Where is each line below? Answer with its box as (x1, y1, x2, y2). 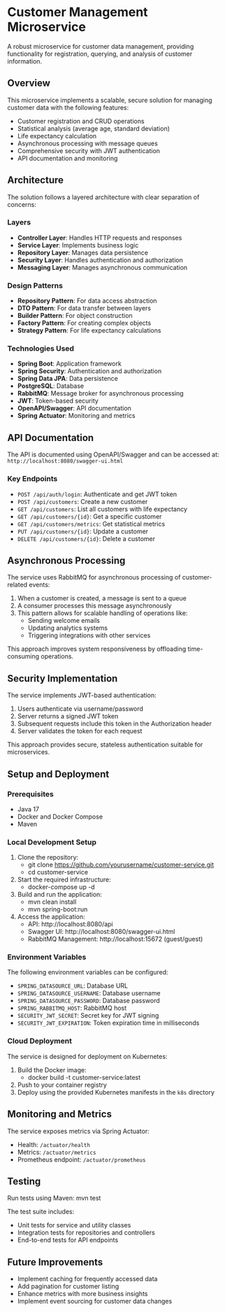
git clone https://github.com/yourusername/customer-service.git (27, 860, 215, 869)
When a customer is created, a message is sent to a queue (17, 594, 187, 603)
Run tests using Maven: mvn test (7, 1194, 101, 1202)
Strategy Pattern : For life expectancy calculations (17, 326, 161, 335)
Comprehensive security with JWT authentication (17, 146, 161, 154)
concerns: (7, 200, 37, 208)
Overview (7, 78, 51, 89)
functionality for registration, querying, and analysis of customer (7, 50, 193, 58)
